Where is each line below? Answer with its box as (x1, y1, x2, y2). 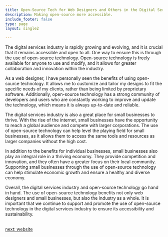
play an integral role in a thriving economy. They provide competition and (5, 154, 156, 160)
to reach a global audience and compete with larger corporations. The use (5, 123, 158, 129)
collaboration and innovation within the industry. (5, 66, 104, 72)
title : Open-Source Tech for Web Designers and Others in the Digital (5, 7, 155, 13)
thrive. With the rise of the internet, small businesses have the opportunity (5, 117, 158, 123)
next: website (5, 226, 33, 232)
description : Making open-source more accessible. (5, 12, 113, 17)
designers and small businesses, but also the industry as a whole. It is (5, 195, 149, 201)
